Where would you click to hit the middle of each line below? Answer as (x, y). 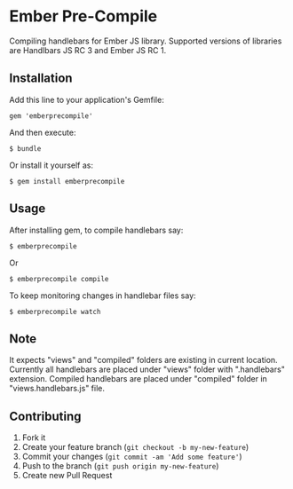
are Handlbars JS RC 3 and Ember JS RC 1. (88, 50)
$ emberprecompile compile (59, 279)
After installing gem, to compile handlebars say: (96, 230)
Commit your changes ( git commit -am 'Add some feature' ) (132, 457)
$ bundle (25, 148)
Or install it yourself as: (51, 165)
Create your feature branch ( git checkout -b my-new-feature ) (135, 447)
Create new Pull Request (67, 476)
